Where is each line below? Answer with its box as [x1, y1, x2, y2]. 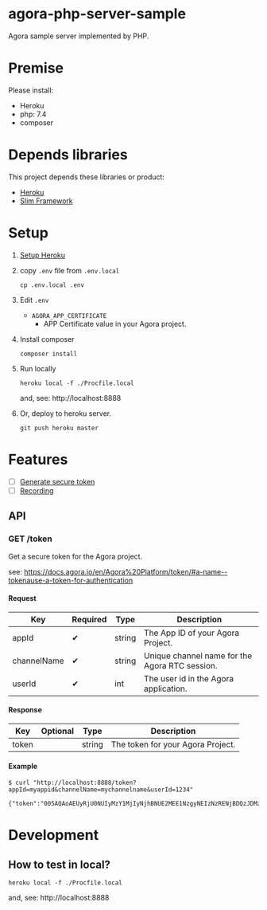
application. [144, 683, 188, 694]
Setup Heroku [19, 250, 66, 260]
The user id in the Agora [144, 673, 234, 684]
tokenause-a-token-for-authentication [8, 575, 133, 585]
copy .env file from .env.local [19, 265, 120, 275]
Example [8, 761, 38, 771]
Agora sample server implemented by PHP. [8, 31, 149, 41]
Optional [41, 725, 74, 736]
